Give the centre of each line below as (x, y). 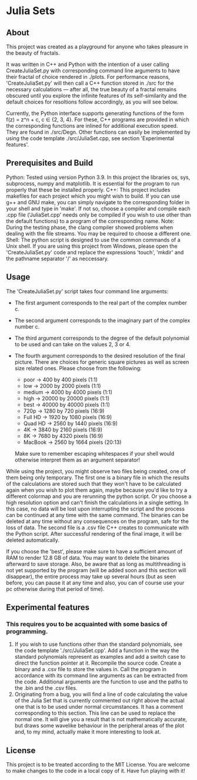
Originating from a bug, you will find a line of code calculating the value (101, 694)
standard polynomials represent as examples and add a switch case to (100, 657)
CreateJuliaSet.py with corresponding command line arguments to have (93, 71)
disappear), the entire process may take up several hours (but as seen (91, 576)
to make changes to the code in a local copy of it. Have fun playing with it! (96, 771)
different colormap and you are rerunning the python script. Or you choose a (99, 496)
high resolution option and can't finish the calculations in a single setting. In (98, 502)
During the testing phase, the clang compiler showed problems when (90, 227)
